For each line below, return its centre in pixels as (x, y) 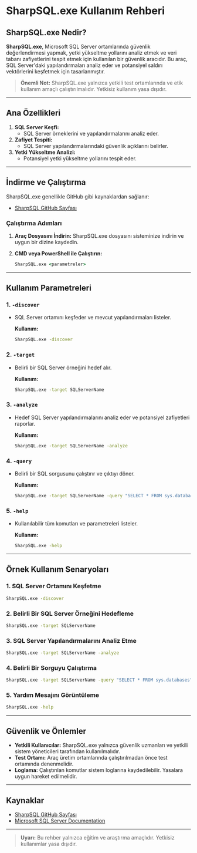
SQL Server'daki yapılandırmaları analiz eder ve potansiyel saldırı (84, 65)
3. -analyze (22, 404)
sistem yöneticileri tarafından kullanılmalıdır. (67, 751)
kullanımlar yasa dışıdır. (49, 844)
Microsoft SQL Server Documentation (60, 821)
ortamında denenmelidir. (44, 764)
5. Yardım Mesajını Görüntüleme (53, 695)
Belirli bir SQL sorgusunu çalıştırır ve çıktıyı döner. (74, 473)
